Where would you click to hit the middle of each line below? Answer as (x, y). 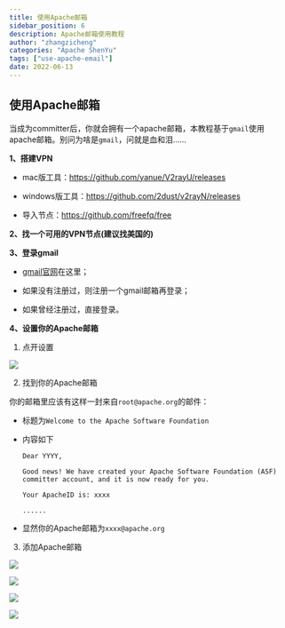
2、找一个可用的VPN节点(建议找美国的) (81, 234)
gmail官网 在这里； (55, 271)
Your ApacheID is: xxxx (66, 495)
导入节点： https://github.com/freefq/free (97, 215)
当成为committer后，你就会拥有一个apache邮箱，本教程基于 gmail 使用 (137, 128)
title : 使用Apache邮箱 (48, 17)
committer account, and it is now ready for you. (116, 479)
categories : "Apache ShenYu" (63, 51)
